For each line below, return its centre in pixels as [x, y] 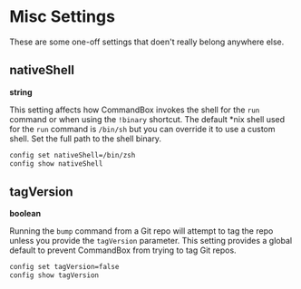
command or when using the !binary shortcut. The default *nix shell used [147, 119]
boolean [25, 214]
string [21, 92]
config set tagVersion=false [64, 267]
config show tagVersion [54, 275]
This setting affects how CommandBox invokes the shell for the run [135, 110]
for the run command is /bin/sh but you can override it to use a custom [142, 129]
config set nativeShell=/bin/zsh [73, 155]
